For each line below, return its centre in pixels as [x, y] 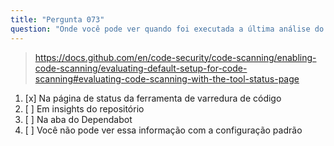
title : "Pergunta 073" [57, 19]
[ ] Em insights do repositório [84, 108]
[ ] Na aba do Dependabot [78, 119]
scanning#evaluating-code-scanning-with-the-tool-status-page [167, 78]
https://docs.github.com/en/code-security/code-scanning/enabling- [175, 57]
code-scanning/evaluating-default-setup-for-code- [141, 68]
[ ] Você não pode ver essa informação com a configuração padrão [163, 130]
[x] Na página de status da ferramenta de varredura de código [153, 98]
